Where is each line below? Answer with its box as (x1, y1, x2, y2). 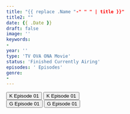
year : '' (6, 48, 28, 54)
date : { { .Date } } (6, 20, 52, 26)
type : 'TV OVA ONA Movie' (6, 53, 71, 59)
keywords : (6, 36, 31, 42)
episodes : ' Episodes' (6, 64, 63, 70)
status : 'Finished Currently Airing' (6, 58, 101, 64)
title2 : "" (6, 14, 34, 20)
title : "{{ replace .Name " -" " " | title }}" (6, 8, 125, 15)
